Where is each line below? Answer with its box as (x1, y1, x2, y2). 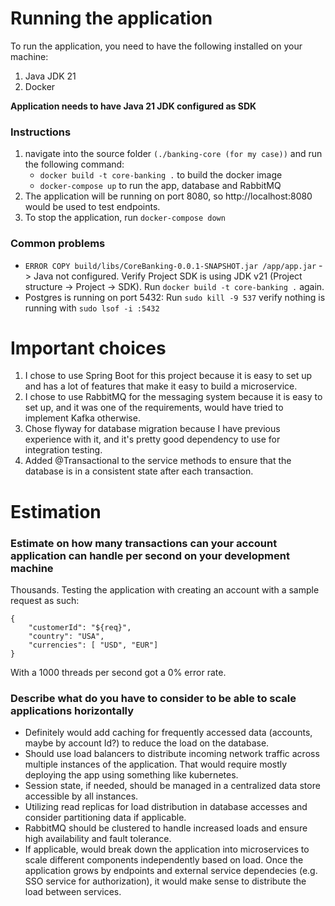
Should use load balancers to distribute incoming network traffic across (24, 748, 320, 760)
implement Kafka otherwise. (24, 412, 141, 424)
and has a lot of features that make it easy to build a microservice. (24, 380, 298, 392)
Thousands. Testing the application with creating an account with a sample (10, 583, 320, 596)
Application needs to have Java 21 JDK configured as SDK (10, 100, 257, 112)
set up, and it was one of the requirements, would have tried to (24, 402, 284, 414)
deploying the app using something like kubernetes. (24, 769, 239, 781)
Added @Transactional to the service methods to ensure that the (24, 455, 292, 467)
